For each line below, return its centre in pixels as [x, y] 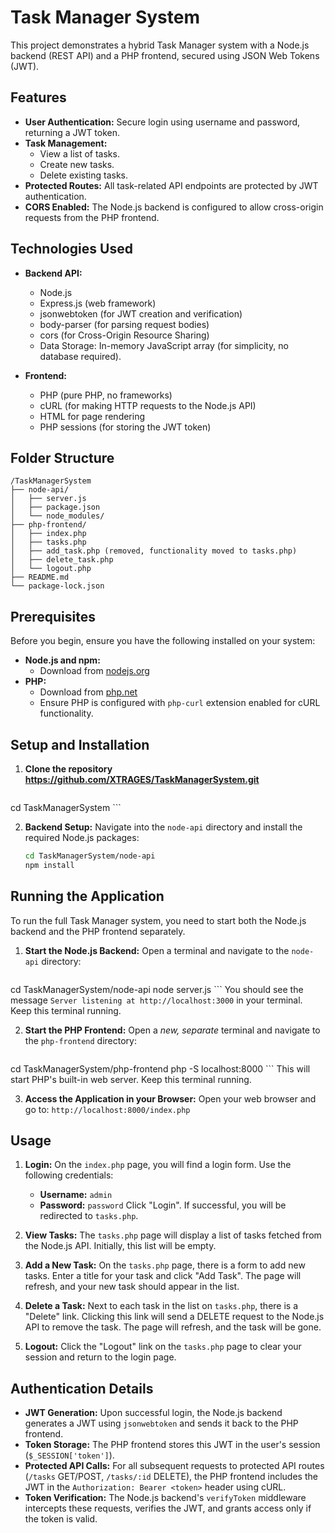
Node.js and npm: [62, 660]
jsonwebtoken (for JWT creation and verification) [141, 313]
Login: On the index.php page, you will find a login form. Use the [158, 1165]
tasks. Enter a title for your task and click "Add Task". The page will [163, 1276]
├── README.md [40, 577]
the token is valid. [61, 1519]
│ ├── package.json [55, 507]
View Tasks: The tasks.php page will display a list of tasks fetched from [173, 1235]
